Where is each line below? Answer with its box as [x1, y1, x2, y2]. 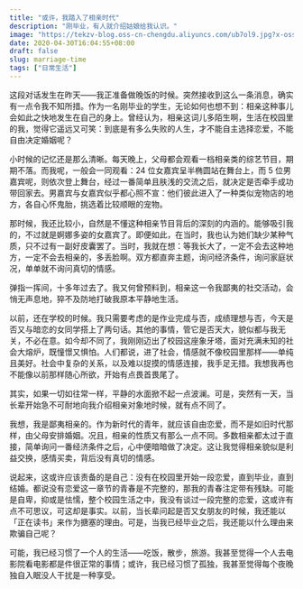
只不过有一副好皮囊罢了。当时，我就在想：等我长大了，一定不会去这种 [24, 240, 286, 251]
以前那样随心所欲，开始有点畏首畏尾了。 [32, 369, 183, 380]
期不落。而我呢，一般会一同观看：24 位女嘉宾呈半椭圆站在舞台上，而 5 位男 [9, 164, 291, 176]
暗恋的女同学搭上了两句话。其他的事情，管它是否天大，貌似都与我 [32, 324, 278, 335]
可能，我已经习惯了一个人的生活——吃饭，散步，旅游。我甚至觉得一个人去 [9, 547, 286, 557]
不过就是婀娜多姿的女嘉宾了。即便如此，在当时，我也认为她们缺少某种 [24, 229, 286, 240]
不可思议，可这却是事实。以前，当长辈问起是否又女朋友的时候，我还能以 [16, 505, 286, 516]
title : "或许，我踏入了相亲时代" [9, 13, 120, 23]
